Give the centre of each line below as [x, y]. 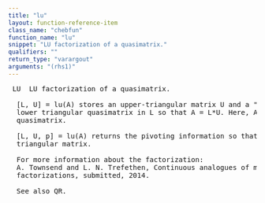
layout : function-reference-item [63, 23]
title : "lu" [28, 15]
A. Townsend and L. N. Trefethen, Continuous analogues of [133, 167]
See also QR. [41, 191]
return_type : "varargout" [50, 60]
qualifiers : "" [33, 52]
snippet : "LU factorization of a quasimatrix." [88, 45]
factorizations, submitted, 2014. [83, 175]
